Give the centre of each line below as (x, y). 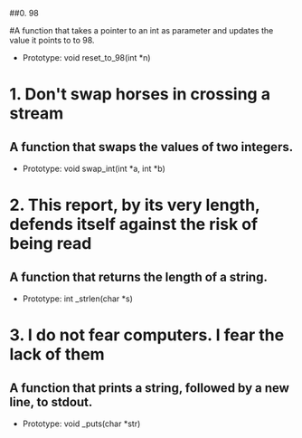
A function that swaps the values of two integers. (151, 147)
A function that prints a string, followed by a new (149, 388)
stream (37, 114)
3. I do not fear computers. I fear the (147, 335)
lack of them (57, 354)
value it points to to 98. (52, 40)
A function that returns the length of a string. (139, 276)
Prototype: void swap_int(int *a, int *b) (94, 168)
